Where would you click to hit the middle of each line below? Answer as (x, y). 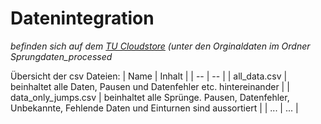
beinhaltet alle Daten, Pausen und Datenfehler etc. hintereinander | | (150, 86)
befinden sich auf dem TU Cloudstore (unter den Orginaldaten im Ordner (160, 46)
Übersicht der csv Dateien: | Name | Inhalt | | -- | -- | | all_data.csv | (149, 76)
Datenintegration (82, 18)
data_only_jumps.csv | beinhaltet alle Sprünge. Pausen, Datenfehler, (150, 97)
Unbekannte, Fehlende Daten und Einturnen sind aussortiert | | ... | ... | (154, 108)
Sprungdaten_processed (61, 56)
